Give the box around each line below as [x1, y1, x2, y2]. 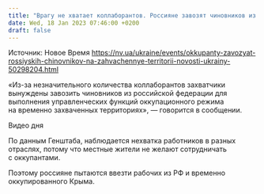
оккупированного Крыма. [8, 177, 95, 186]
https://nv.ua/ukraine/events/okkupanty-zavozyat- [91, 48, 256, 58]
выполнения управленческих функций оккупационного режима [8, 97, 224, 107]
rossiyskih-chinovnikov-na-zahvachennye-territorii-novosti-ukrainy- [8, 56, 231, 66]
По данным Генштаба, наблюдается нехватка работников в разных [8, 136, 236, 146]
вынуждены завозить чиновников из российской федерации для [8, 89, 228, 98]
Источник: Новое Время [8, 48, 90, 58]
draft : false [8, 26, 51, 34]
